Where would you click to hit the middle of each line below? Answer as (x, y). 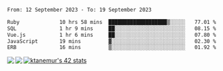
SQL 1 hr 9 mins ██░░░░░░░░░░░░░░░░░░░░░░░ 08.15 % (111, 28)
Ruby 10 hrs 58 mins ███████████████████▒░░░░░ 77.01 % (111, 22)
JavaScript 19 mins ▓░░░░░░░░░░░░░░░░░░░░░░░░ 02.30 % (111, 41)
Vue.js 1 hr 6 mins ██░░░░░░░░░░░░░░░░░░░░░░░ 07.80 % (111, 35)
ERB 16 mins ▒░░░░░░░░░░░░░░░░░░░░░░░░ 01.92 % (111, 48)
